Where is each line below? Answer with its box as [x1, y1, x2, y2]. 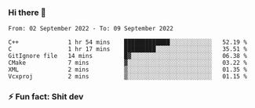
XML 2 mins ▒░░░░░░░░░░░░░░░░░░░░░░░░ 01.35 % [8, 66, 247, 74]
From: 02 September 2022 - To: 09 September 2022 [8, 25, 174, 33]
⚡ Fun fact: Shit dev [8, 92, 84, 103]
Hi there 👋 [8, 7, 47, 18]
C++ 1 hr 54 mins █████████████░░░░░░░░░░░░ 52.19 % [8, 38, 247, 46]
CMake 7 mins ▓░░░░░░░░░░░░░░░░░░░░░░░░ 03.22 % [8, 59, 247, 67]
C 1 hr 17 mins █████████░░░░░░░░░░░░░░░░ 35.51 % [8, 45, 247, 53]
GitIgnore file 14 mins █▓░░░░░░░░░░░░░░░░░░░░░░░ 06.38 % [8, 52, 247, 60]
